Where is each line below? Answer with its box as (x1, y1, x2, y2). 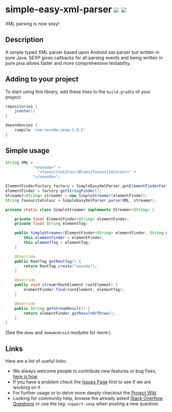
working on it (12, 384, 41, 390)
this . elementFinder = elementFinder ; (24, 235, 104, 241)
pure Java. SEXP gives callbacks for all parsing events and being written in (5, 54, 163, 61)
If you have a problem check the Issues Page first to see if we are (12, 379, 151, 385)
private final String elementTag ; (14, 221, 88, 226)
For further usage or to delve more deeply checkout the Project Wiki (12, 389, 157, 396)
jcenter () (14, 109, 36, 114)
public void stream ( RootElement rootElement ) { (14, 282, 118, 288)
